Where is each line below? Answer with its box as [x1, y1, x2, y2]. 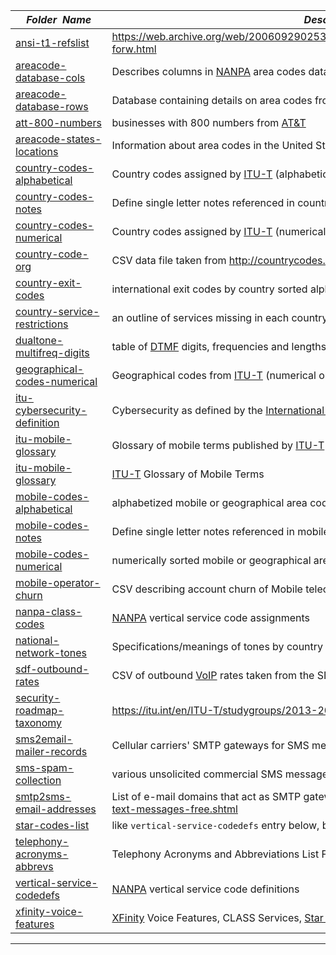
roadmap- [15, 704, 65, 717]
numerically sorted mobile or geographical [111, 554, 312, 567]
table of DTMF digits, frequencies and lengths [111, 340, 327, 353]
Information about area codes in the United [111, 139, 313, 152]
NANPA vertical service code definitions [111, 882, 300, 896]
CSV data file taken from [111, 254, 227, 267]
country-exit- [15, 276, 82, 289]
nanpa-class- [15, 605, 83, 618]
